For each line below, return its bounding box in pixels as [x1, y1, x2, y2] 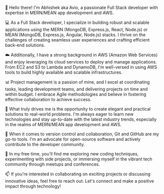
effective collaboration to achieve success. [5, 97, 92, 102]
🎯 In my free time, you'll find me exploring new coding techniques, [5, 151, 139, 156]
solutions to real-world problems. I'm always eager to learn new [5, 111, 134, 117]
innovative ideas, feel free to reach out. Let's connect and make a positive [5, 178, 154, 184]
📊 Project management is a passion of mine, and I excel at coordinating [5, 79, 150, 85]
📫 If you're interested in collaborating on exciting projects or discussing [5, 171, 151, 177]
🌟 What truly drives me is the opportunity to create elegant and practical [5, 106, 151, 112]
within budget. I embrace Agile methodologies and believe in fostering [5, 91, 147, 97]
